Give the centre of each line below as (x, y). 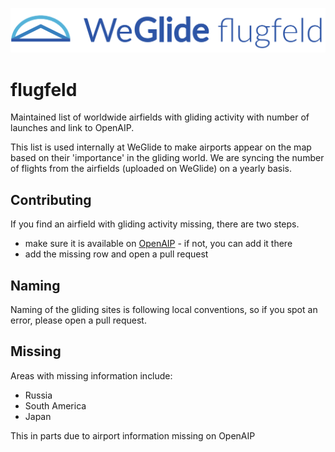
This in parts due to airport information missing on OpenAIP (133, 435)
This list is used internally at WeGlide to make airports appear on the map (161, 147)
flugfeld (44, 89)
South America (55, 405)
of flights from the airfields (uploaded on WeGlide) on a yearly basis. (151, 169)
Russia (38, 395)
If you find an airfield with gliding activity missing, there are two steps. (155, 224)
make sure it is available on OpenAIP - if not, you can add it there (158, 244)
